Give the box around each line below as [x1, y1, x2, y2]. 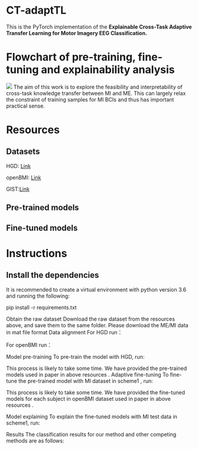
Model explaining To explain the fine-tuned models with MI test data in [6, 413, 177, 420]
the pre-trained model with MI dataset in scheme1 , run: [18, 377, 154, 384]
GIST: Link [6, 185, 30, 192]
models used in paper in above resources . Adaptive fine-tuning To [6, 371, 169, 378]
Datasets [6, 147, 40, 157]
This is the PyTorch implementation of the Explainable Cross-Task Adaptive [6, 23, 192, 30]
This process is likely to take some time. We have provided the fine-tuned [6, 388, 185, 396]
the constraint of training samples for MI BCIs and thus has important [6, 96, 174, 103]
